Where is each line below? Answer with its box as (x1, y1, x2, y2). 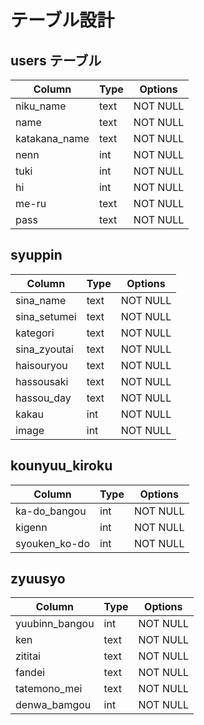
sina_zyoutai (15, 342, 74, 356)
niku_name (15, 99, 67, 113)
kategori (15, 326, 55, 340)
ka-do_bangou (15, 504, 87, 518)
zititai (15, 649, 41, 663)
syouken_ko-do (15, 536, 90, 550)
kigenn (15, 520, 48, 534)
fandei (15, 666, 46, 680)
